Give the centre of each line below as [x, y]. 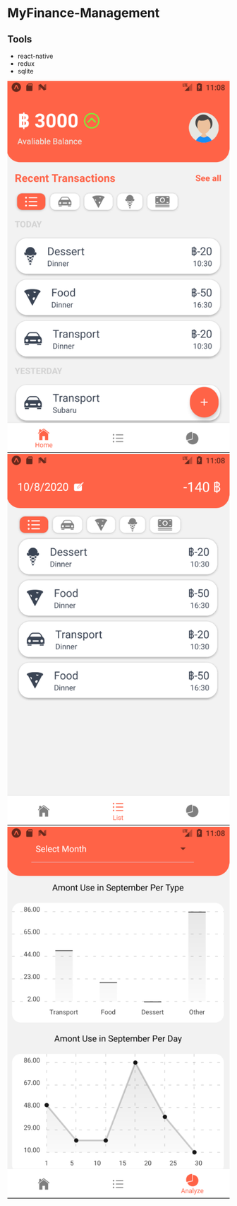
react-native [35, 56]
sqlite [25, 71]
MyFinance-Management [84, 13]
